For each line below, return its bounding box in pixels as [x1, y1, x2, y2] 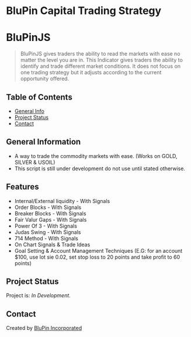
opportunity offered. [20, 75, 70, 82]
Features [6, 182, 39, 192]
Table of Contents [6, 92, 73, 102]
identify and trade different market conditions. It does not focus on [20, 63, 181, 70]
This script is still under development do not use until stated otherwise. [14, 165, 186, 172]
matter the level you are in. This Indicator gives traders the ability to [20, 57, 183, 64]
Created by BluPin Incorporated [6, 325, 82, 332]
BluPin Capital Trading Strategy [6, 4, 162, 18]
